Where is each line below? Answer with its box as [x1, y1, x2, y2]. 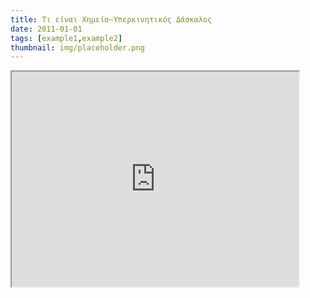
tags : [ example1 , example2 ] [10, 33, 123, 43]
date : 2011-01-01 [10, 24, 83, 34]
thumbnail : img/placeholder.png [10, 42, 145, 53]
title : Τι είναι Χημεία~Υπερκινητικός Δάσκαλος [10, 14, 213, 25]
